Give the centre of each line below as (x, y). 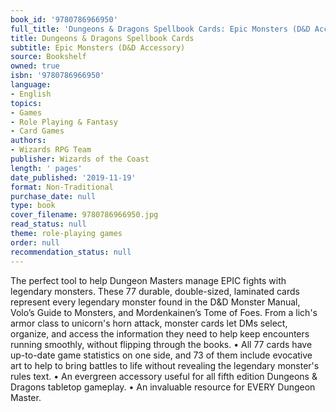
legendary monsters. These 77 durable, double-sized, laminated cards (155, 291)
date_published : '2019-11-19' (73, 177)
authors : (28, 141)
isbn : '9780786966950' (57, 76)
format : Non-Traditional (62, 187)
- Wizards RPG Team (51, 150)
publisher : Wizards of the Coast (80, 159)
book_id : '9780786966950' (64, 19)
